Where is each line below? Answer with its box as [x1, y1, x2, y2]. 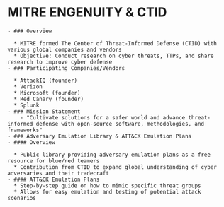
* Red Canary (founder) [13, 95, 84, 102]
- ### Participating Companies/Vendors [7, 64, 125, 71]
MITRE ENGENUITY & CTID [7, 4, 167, 20]
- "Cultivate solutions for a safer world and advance [20, 114, 186, 121]
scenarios [7, 194, 37, 201]
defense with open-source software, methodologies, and [35, 120, 204, 127]
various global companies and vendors [7, 46, 122, 53]
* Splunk [13, 102, 40, 109]
